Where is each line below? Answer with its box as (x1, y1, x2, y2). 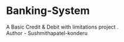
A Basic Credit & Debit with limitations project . (6, 23, 119, 30)
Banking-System (6, 4, 90, 17)
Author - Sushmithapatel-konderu (6, 29, 88, 36)
